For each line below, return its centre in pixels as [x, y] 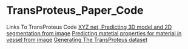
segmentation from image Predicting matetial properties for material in [94, 33]
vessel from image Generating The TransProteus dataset [77, 39]
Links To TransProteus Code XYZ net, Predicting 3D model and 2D [89, 27]
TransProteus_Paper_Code [75, 10]
